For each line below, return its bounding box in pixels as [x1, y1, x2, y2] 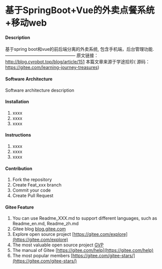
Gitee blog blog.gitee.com [12, 226, 66, 232]
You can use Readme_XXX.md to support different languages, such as [12, 215, 157, 221]
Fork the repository [12, 176, 52, 183]
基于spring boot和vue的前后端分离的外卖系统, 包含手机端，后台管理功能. [5, 46, 154, 52]
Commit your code [12, 187, 51, 194]
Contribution [5, 165, 32, 171]
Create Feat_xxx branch [12, 182, 61, 188]
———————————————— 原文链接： [5, 52, 98, 58]
